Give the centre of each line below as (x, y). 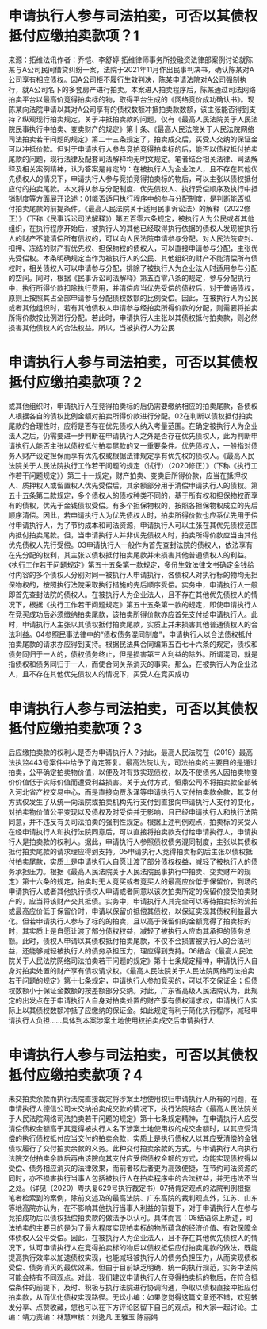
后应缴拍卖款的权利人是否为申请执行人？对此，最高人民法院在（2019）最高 (131, 752)
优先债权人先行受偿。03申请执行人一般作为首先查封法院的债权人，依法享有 (131, 545)
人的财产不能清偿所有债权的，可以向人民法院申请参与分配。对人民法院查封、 (133, 238)
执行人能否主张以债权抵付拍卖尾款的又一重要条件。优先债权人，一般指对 (133, 445)
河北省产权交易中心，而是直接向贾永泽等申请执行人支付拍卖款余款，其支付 (136, 792)
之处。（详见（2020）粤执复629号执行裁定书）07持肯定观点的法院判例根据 (130, 1188)
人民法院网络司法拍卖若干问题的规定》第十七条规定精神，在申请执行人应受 (136, 1118)
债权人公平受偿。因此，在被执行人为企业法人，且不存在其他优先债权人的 (133, 1237)
